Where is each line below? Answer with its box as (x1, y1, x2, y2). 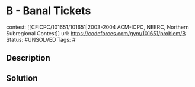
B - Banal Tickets (6, 4, 91, 18)
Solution (6, 73, 38, 83)
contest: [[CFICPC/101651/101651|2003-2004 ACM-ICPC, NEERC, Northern (6, 24, 190, 31)
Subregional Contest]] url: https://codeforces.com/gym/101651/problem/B (6, 29, 186, 36)
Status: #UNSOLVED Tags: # (6, 36, 76, 43)
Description (6, 53, 50, 63)
